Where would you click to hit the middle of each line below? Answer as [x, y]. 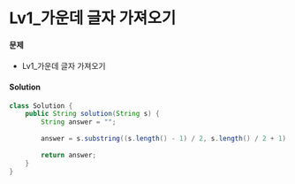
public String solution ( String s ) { [93, 114]
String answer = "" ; [79, 122]
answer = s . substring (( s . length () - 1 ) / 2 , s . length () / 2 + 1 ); [166, 139]
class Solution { [41, 106]
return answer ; [69, 155]
